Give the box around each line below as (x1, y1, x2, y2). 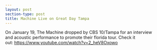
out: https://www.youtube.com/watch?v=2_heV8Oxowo (5, 40, 118, 46)
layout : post (5, 7, 32, 12)
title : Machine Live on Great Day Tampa (5, 16, 90, 21)
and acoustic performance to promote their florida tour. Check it (5, 34, 136, 40)
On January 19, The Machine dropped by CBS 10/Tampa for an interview (5, 30, 152, 35)
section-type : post (5, 12, 45, 17)
